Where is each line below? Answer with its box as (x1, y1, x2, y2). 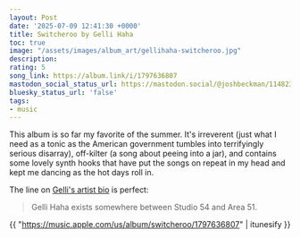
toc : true (9, 38, 46, 47)
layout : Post (9, 13, 58, 22)
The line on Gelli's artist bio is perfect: (9, 184, 149, 195)
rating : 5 (9, 64, 46, 72)
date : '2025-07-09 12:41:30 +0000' (9, 21, 142, 30)
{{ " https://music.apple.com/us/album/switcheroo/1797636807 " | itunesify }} (9, 219, 291, 230)
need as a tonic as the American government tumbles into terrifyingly (9, 139, 264, 149)
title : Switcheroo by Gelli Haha (9, 30, 134, 38)
